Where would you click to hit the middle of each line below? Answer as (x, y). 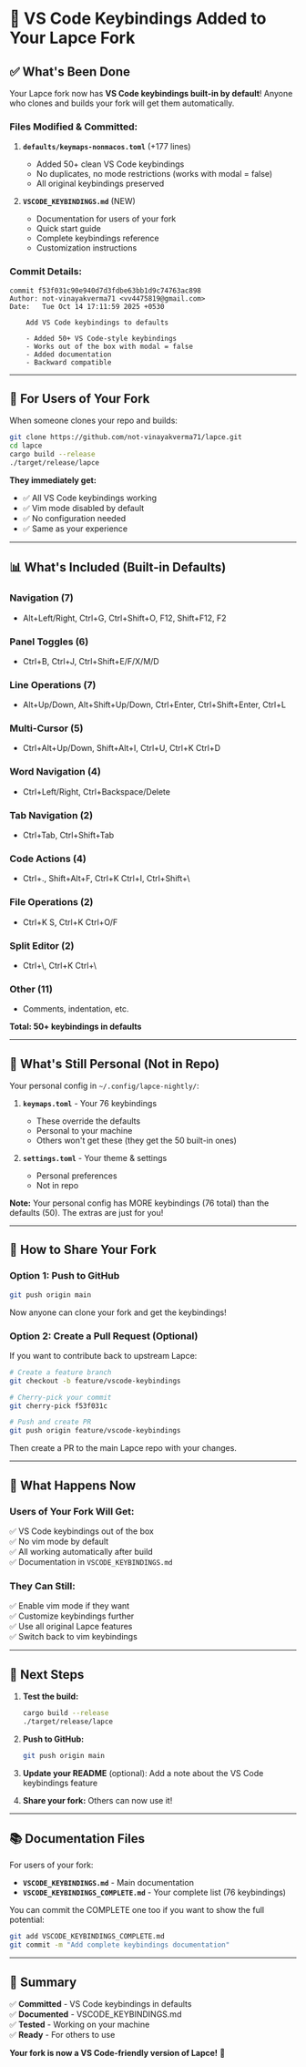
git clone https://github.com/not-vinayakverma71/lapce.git (126, 437)
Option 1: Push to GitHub (65, 1276)
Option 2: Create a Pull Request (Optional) (104, 1336)
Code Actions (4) (48, 859)
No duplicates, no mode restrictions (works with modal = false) (154, 174)
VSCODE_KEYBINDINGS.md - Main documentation (108, 1883)
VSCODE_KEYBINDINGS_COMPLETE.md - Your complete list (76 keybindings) (154, 1892)
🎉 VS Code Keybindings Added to (138, 19)
